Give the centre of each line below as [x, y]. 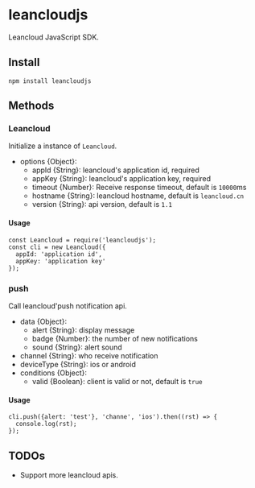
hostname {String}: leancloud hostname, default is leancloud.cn [138, 196]
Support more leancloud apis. [69, 475]
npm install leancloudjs [50, 81]
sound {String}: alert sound [77, 347]
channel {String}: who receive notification [89, 355]
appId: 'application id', [59, 254]
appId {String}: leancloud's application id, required [115, 170]
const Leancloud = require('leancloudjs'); [82, 240]
